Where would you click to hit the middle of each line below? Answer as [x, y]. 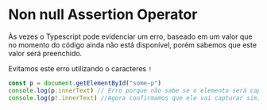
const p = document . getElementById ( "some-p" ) [85, 83]
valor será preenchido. [45, 53]
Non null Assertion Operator [103, 15]
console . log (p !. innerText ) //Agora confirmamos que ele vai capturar [126, 98]
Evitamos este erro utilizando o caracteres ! [80, 68]
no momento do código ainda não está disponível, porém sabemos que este [132, 44]
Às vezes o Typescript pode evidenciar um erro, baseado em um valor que [130, 36]
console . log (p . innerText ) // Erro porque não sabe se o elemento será [128, 90]
